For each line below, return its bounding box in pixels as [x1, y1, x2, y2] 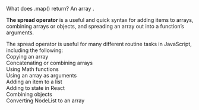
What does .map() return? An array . [6, 5, 94, 12]
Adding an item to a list [6, 78, 62, 85]
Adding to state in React [6, 85, 65, 91]
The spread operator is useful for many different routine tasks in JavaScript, [6, 41, 192, 47]
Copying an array [6, 53, 49, 60]
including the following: [6, 47, 64, 54]
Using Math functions [6, 66, 59, 73]
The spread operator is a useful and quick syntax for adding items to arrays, [6, 17, 194, 23]
